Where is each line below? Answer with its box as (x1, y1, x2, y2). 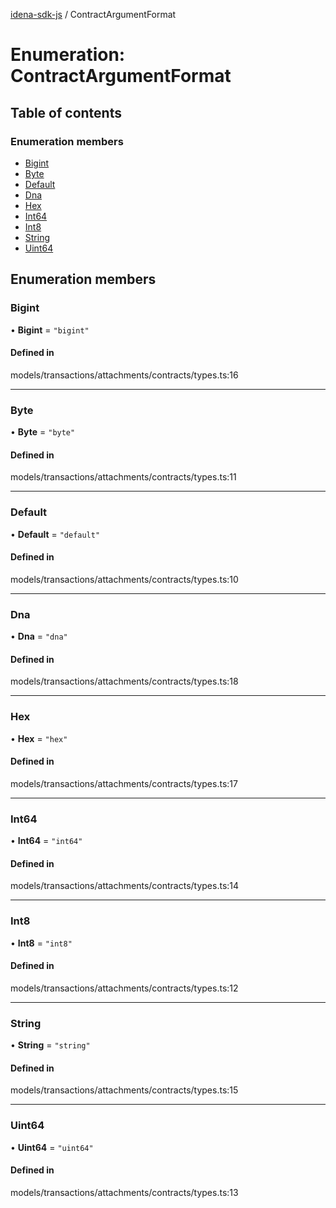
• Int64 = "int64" (10, 835, 83, 847)
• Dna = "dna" (10, 630, 68, 643)
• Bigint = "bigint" (10, 324, 90, 336)
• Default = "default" (10, 528, 101, 540)
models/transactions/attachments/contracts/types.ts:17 (10, 777, 238, 789)
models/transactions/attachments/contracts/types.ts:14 (10, 880, 240, 892)
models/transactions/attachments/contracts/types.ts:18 (10, 675, 239, 688)
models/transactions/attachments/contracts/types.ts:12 (10, 982, 239, 994)
